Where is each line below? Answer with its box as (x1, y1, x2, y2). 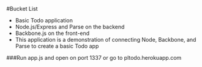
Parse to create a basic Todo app (15, 42, 99, 49)
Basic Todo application (15, 17, 73, 24)
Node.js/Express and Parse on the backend (15, 24, 125, 30)
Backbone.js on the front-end (15, 30, 90, 37)
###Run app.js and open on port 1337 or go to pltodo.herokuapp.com (6, 54, 182, 61)
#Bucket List (6, 5, 38, 12)
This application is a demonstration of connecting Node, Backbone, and (15, 36, 196, 43)
